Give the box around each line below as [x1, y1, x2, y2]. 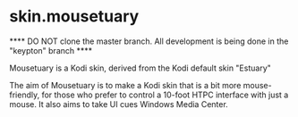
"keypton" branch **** [9, 45, 93, 55]
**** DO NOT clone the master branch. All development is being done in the [9, 36, 289, 46]
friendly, [9, 89, 40, 100]
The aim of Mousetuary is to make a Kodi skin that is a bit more [9, 79, 242, 90]
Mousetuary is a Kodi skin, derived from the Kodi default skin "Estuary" [9, 63, 271, 73]
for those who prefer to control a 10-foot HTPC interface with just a [41, 89, 289, 100]
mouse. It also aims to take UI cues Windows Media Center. [9, 98, 228, 109]
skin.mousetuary [9, 6, 140, 27]
